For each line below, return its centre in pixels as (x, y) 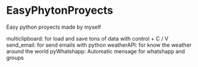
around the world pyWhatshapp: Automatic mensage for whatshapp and (96, 51)
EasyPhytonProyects (60, 10)
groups (15, 57)
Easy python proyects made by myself (54, 27)
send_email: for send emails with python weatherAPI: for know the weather (99, 45)
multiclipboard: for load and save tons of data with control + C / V (87, 38)
